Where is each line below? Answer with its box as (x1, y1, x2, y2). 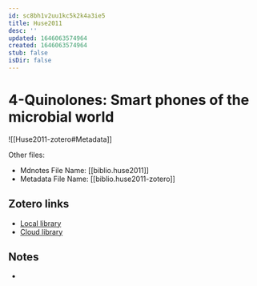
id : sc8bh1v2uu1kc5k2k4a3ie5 (8, 11, 106, 20)
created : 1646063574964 (8, 42, 88, 50)
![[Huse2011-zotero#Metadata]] (8, 134, 112, 144)
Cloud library (19, 227, 63, 236)
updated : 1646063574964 (8, 34, 88, 42)
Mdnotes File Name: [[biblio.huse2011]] (19, 165, 150, 175)
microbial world (8, 108, 114, 127)
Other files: (8, 150, 46, 159)
